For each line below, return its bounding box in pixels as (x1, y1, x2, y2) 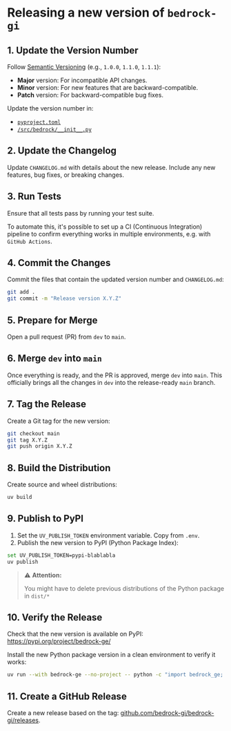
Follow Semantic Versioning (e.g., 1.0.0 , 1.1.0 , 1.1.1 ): (7, 63, 161, 70)
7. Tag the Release (7, 399, 87, 410)
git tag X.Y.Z (7, 437, 48, 444)
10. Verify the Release (7, 611, 103, 623)
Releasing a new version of (7, 5, 165, 21)
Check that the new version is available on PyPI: (7, 630, 143, 638)
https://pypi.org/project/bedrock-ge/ (7, 637, 111, 645)
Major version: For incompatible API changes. (17, 76, 148, 84)
